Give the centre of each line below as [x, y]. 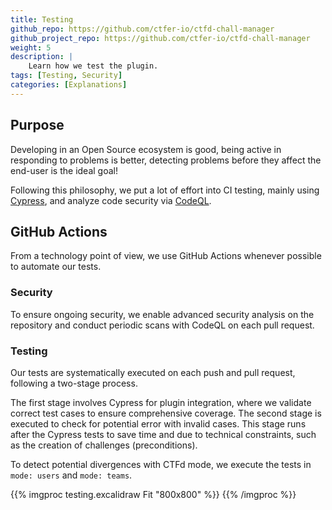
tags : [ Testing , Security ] [66, 76]
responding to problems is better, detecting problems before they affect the [166, 160]
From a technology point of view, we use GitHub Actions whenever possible [166, 256]
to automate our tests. [56, 267]
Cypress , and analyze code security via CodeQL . [111, 200]
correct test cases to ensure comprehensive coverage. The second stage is [166, 413]
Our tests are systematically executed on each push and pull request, [153, 372]
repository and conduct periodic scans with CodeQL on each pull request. [162, 325]
